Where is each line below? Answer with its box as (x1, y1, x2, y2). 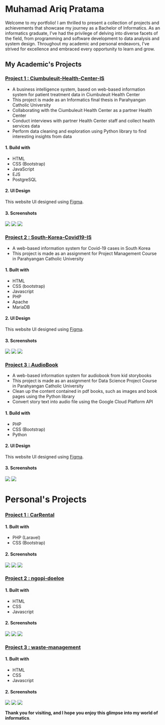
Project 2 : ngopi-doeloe (5, 575, 65, 582)
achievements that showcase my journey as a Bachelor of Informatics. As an (5, 25, 160, 31)
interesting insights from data (12, 133, 72, 139)
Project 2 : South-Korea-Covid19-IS (5, 234, 92, 241)
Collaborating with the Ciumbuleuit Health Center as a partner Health (12, 107, 152, 113)
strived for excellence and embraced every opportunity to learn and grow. (5, 46, 155, 52)
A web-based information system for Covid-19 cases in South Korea (12, 245, 151, 251)
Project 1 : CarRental (5, 512, 55, 518)
